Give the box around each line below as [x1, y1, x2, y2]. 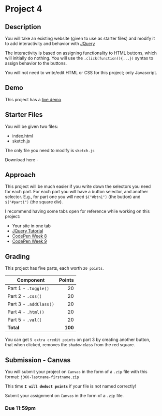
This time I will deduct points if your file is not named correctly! [5, 384, 136, 389]
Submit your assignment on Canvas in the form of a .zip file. [5, 393, 124, 399]
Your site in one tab [12, 223, 51, 229]
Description [5, 23, 41, 31]
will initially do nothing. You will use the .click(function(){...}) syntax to [5, 55, 154, 61]
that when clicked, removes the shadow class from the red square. [5, 342, 135, 348]
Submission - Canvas [5, 356, 71, 364]
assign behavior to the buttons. [5, 61, 67, 66]
